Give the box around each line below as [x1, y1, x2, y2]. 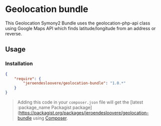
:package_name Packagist [17, 104, 72, 110]
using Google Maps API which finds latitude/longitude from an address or [5, 25, 156, 31]
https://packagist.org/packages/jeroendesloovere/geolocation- [19, 110, 149, 115]
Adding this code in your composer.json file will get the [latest [17, 99, 144, 105]
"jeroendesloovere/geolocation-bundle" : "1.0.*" [23, 81, 126, 86]
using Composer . [32, 115, 68, 121]
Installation [5, 60, 33, 67]
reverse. [5, 30, 22, 36]
